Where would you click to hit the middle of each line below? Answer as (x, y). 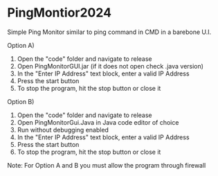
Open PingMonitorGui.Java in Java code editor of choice (98, 122)
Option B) (21, 101)
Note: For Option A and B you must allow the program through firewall (107, 165)
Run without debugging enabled (63, 130)
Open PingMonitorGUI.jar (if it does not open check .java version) (110, 66)
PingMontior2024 (60, 13)
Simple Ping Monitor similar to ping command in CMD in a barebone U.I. (109, 32)
